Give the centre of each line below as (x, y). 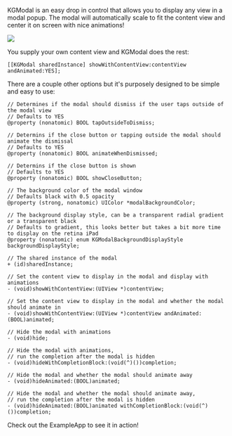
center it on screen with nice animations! (66, 25)
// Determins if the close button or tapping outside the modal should (114, 135)
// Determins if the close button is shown (72, 166)
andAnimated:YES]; (34, 71)
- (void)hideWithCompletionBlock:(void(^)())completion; (92, 363)
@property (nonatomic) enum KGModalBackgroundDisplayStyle (95, 240)
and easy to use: (31, 91)
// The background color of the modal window (75, 191)
